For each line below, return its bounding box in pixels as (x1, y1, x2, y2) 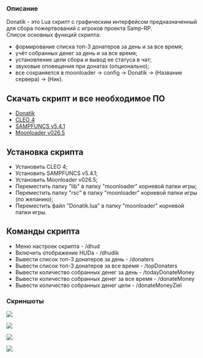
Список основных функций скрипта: (6, 31, 101, 39)
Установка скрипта (6, 147, 84, 157)
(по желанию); (15, 195, 54, 203)
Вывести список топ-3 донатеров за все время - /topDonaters (15, 262, 178, 269)
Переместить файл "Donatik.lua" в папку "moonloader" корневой (15, 202, 185, 209)
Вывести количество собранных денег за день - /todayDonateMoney (15, 268, 195, 276)
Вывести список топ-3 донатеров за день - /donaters (15, 255, 154, 263)
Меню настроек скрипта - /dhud (15, 242, 100, 250)
